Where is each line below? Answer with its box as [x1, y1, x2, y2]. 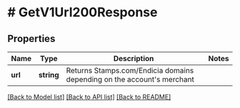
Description [113, 54, 154, 63]
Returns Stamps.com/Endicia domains [66, 65, 194, 75]
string [38, 70, 59, 80]
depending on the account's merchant [66, 75, 194, 84]
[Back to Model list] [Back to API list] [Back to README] [7, 93, 171, 101]
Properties [7, 33, 56, 45]
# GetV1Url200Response [7, 4, 158, 21]
